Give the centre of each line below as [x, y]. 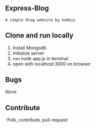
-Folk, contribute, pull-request [37, 120]
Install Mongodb [29, 48]
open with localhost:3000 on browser [52, 64]
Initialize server [28, 53]
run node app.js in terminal [40, 58]
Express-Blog [27, 8]
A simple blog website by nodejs [40, 20]
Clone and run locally [39, 36]
